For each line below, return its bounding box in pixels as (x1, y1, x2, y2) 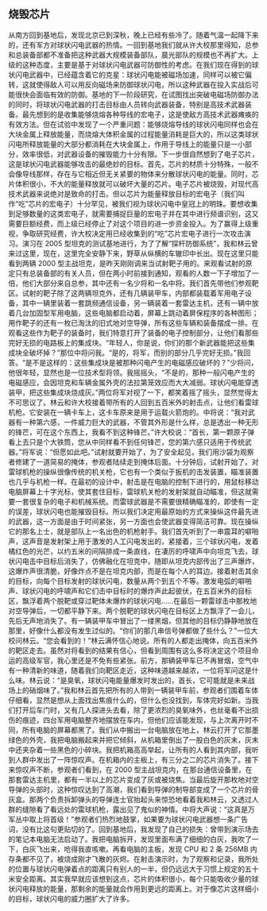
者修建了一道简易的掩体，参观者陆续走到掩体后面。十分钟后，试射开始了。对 (8, 457, 259, 466)
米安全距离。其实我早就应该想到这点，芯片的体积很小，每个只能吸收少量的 (8, 874, 252, 883)
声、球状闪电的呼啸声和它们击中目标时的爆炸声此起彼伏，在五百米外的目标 (8, 586, 252, 596)
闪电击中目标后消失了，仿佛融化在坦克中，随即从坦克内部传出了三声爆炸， (14, 556, 259, 566)
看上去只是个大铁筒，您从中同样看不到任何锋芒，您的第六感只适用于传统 (8, 437, 245, 446)
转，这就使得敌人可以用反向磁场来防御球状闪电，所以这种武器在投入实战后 (8, 79, 252, 89)
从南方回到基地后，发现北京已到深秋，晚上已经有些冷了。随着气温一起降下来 (8, 30, 259, 40)
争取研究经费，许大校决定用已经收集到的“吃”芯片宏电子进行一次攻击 (21, 229, 245, 238)
